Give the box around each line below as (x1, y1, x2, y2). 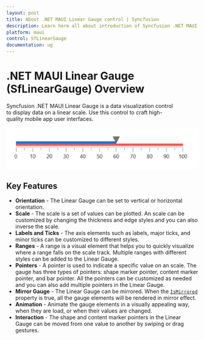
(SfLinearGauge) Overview (6, 82, 145, 96)
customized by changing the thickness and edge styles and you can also (15, 217, 198, 224)
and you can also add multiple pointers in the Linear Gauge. (15, 281, 165, 289)
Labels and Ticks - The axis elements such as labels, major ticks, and (15, 230, 191, 237)
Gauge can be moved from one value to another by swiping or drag (15, 320, 185, 328)
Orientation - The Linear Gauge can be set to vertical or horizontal (15, 197, 183, 204)
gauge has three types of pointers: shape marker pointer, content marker (15, 269, 199, 276)
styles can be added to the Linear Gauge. (15, 255, 119, 262)
